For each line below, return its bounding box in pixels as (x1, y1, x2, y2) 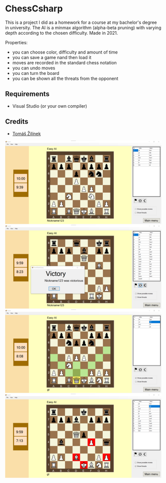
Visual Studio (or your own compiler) (12, 103, 88, 109)
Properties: (5, 39, 28, 45)
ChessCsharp (5, 3, 63, 14)
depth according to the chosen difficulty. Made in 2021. (5, 30, 118, 36)
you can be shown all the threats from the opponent (12, 75, 118, 81)
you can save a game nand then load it (12, 54, 92, 60)
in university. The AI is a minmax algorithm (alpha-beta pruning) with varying (5, 24, 162, 30)
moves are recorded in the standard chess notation (12, 60, 117, 65)
